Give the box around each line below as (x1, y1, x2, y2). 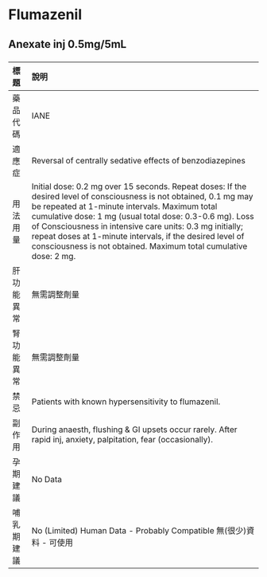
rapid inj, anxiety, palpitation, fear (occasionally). (31, 434, 213, 445)
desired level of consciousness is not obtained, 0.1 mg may (31, 190, 253, 202)
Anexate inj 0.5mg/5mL (8, 37, 127, 51)
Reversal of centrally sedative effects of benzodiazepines (31, 155, 246, 166)
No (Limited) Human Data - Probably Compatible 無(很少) (31, 524, 247, 536)
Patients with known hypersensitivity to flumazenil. (31, 396, 221, 407)
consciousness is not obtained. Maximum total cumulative (31, 241, 248, 252)
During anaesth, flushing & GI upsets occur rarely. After (31, 424, 238, 435)
